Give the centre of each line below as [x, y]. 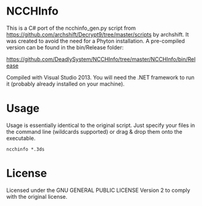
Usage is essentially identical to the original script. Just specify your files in [101, 125]
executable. [21, 138]
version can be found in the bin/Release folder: [65, 47]
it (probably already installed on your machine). [65, 84]
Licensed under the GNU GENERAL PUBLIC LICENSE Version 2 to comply [98, 190]
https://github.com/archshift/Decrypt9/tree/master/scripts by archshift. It [98, 34]
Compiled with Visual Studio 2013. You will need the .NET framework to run [100, 77]
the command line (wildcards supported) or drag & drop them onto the [94, 131]
